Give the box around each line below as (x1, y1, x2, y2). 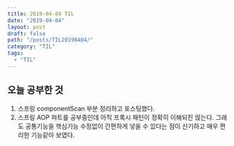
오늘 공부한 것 (7, 84, 64, 96)
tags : (7, 50, 23, 57)
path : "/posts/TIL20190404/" (7, 37, 94, 44)
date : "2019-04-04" (7, 17, 65, 24)
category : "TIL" (7, 43, 55, 50)
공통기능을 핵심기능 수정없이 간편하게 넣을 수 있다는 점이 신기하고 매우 (25, 121, 218, 130)
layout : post (7, 23, 46, 30)
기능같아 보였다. (30, 130, 75, 139)
